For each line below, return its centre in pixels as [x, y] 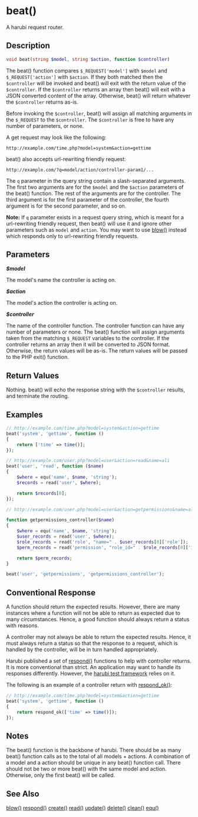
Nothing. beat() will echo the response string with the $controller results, [96, 390]
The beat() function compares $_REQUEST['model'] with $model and [87, 70]
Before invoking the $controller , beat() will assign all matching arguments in [99, 113]
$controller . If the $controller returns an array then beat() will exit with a [96, 89]
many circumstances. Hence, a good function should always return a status [98, 620]
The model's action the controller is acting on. [62, 303]
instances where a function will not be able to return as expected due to [93, 613]
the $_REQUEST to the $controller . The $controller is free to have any [90, 120]
